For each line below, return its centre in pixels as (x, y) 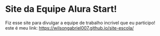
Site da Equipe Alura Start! (61, 9)
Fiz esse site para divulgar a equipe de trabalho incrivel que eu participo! (80, 23)
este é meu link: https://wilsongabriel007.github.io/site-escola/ (69, 28)
